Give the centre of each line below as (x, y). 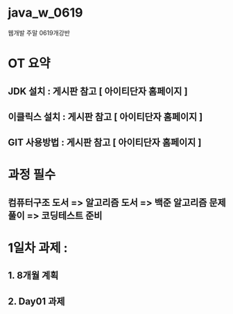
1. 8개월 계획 (33, 276)
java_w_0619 (45, 13)
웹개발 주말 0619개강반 (39, 33)
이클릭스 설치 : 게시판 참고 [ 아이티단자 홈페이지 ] (105, 117)
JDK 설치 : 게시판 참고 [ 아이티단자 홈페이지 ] (98, 91)
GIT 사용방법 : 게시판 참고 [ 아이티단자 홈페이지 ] (105, 142)
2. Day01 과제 (36, 301)
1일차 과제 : (38, 248)
